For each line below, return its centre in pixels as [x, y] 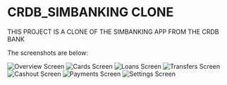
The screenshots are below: [48, 53]
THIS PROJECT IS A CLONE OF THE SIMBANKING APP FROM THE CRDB [113, 32]
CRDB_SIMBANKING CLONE [91, 12]
